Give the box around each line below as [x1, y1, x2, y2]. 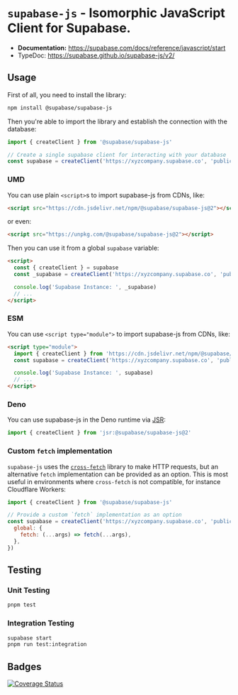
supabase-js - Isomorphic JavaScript [7, 5, 225, 21]
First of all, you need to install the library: [7, 90, 127, 99]
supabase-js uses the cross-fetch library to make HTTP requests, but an [7, 462, 218, 471]
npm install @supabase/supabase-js [7, 104, 113, 111]
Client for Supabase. [7, 20, 131, 36]
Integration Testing [7, 618, 74, 628]
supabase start [7, 634, 52, 642]
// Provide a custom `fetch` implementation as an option [7, 511, 182, 519]
